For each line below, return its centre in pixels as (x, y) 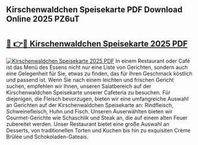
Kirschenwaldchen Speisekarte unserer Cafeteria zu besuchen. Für (88, 92)
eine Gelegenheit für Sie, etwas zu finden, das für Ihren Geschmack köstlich (99, 73)
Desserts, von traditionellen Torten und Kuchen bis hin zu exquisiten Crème (98, 130)
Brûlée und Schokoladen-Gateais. (48, 137)
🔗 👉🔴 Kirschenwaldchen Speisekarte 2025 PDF (97, 44)
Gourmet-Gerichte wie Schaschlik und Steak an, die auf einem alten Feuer (97, 118)
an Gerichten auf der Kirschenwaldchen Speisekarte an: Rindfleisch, (90, 105)
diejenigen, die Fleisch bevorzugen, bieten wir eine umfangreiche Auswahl (98, 99)
